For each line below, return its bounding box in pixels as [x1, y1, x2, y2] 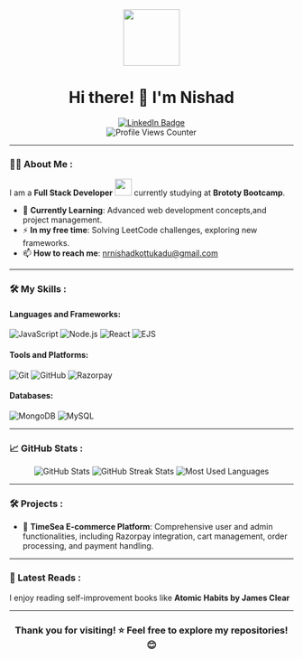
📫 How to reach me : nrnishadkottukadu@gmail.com [22, 248, 218, 259]
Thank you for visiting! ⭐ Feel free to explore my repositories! [14, 624, 289, 636]
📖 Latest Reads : [9, 571, 81, 584]
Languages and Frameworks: [9, 308, 122, 319]
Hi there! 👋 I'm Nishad [69, 88, 234, 108]
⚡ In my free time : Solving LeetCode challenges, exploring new [22, 225, 258, 236]
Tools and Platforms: [9, 349, 88, 360]
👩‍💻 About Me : [9, 157, 74, 170]
